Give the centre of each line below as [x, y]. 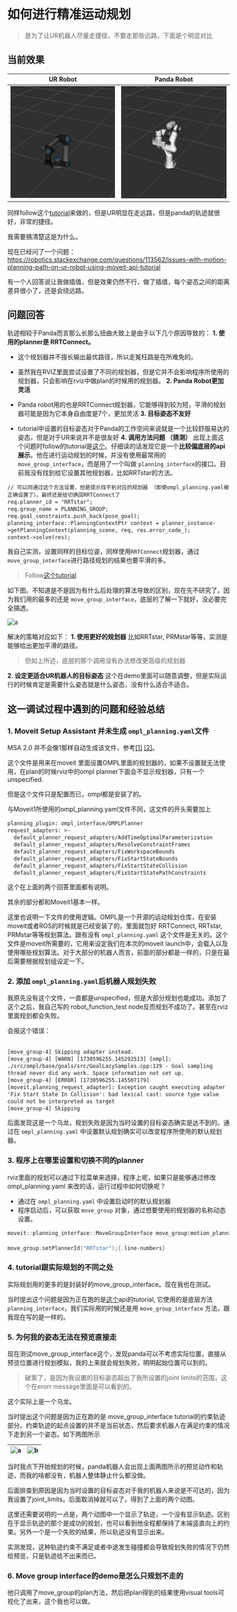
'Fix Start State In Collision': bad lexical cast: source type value [113, 1095]
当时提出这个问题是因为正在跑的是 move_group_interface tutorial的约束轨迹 [116, 1416]
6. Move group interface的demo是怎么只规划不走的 [95, 1576]
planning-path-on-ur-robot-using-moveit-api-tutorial [84, 267]
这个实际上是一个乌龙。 [41, 1401]
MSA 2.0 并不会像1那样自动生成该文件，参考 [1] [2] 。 [83, 748]
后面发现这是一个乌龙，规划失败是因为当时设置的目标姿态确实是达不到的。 [115, 1123]
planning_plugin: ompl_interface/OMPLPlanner [75, 824]
